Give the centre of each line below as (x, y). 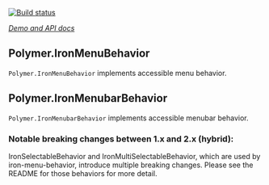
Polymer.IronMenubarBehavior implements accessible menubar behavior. (128, 118)
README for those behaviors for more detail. (83, 173)
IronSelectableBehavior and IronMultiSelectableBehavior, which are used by (134, 156)
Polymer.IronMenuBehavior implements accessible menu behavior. (118, 73)
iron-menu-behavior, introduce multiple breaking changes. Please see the (131, 165)
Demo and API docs (42, 28)
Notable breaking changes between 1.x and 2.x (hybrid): (121, 139)
